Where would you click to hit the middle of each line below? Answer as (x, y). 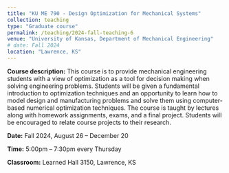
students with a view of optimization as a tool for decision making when (108, 78)
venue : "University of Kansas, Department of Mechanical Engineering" (110, 39)
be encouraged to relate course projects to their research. (89, 122)
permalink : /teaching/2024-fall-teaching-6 (70, 33)
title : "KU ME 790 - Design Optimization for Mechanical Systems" (104, 13)
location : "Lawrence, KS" (44, 52)
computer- (208, 100)
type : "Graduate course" (43, 26)
